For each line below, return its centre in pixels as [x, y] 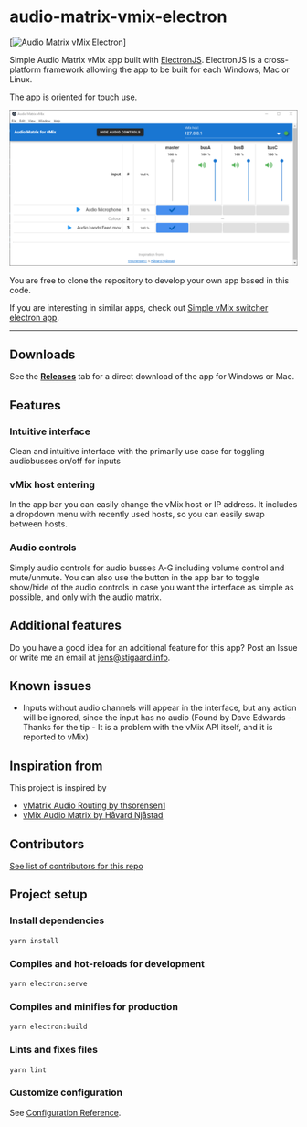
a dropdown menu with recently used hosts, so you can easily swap [137, 515]
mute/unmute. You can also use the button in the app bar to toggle [134, 577]
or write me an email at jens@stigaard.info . [90, 657]
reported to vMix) [56, 737]
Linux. [21, 79]
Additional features [65, 626]
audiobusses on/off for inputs [65, 461]
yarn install [34, 941]
